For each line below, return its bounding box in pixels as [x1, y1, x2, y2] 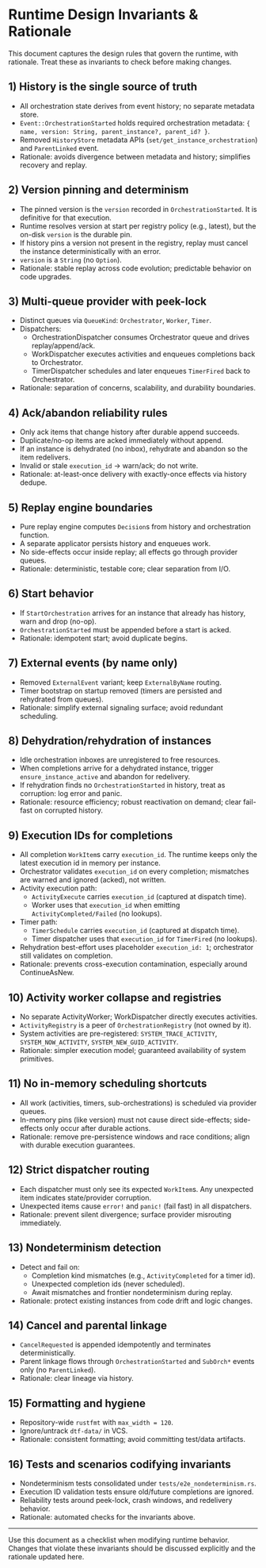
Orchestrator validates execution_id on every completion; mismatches [19, 867, 249, 876]
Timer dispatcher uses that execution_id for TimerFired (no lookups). [31, 934, 257, 943]
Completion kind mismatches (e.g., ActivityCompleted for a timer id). [31, 1270, 256, 1280]
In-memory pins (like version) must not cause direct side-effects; [19, 1115, 232, 1124]
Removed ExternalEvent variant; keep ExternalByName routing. [19, 677, 222, 687]
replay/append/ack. [31, 341, 96, 351]
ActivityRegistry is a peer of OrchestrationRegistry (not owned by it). [19, 1020, 252, 1030]
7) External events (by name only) [8, 656, 178, 670]
